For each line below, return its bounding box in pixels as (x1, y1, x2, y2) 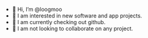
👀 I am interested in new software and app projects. (12, 12, 142, 19)
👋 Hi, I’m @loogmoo (12, 6, 62, 13)
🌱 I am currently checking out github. (12, 19, 106, 25)
